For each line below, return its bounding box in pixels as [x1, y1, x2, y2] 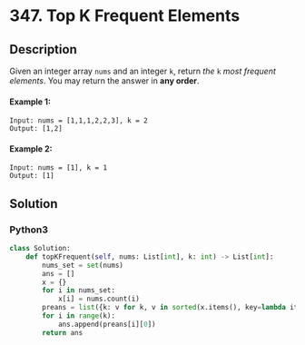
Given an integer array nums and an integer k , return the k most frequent [9, 65, 277, 76]
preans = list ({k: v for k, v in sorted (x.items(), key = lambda [42, 303, 286, 312]
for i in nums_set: [42, 286, 116, 295]
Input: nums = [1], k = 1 [9, 163, 107, 172]
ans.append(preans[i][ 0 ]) [57, 320, 156, 329]
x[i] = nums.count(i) [57, 294, 141, 304]
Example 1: [9, 96, 52, 107]
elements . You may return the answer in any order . [9, 75, 200, 86]
